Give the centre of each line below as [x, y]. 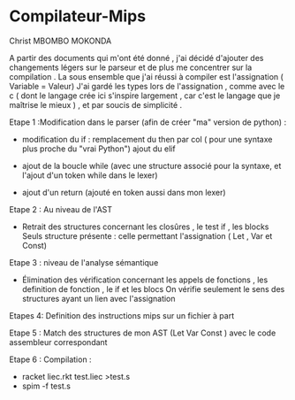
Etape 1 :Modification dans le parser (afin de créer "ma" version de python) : [148, 122]
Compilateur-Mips [78, 16]
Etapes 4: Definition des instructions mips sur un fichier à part [122, 315]
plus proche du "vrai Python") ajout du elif [98, 149]
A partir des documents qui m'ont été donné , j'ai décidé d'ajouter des [136, 58]
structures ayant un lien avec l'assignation [98, 298]
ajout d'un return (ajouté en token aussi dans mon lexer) [124, 192]
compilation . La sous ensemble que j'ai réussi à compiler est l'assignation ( [147, 76]
